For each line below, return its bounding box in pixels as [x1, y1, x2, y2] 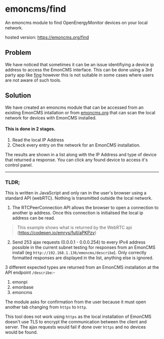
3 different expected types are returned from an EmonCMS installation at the [5, 265, 159, 270]
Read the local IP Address [12, 137, 64, 143]
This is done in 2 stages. [5, 126, 56, 132]
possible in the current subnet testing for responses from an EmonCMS [12, 244, 156, 250]
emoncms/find [5, 3, 66, 15]
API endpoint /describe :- [5, 269, 55, 275]
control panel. [5, 162, 33, 168]
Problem [5, 48, 32, 57]
